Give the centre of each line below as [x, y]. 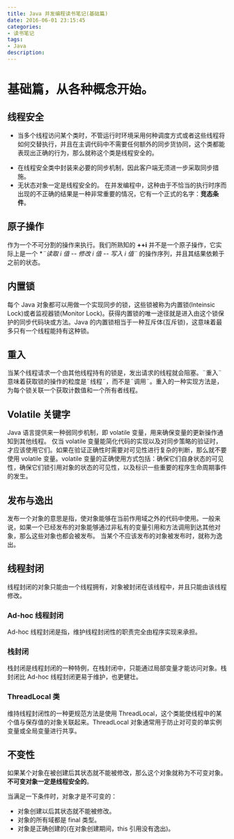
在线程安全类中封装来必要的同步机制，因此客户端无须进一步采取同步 [115, 168]
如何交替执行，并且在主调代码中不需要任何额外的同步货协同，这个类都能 [121, 144]
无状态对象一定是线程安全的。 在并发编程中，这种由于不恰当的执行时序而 [122, 185]
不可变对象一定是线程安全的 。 [50, 782]
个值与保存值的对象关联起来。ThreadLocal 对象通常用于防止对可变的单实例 [115, 722]
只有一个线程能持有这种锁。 [53, 331]
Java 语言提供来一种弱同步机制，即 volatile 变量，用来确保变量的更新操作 [112, 433]
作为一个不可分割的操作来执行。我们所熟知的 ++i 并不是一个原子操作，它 [111, 244]
